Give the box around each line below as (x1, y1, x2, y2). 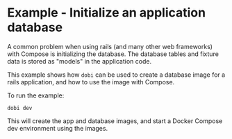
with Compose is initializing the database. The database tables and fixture (7, 50, 219, 58)
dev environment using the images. (7, 124, 108, 132)
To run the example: (7, 91, 65, 100)
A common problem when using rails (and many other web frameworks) (7, 42, 213, 50)
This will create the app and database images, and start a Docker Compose (7, 116, 223, 125)
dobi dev (7, 104, 33, 111)
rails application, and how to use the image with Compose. (7, 77, 175, 86)
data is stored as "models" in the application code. (7, 57, 151, 65)
